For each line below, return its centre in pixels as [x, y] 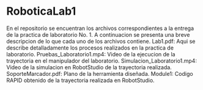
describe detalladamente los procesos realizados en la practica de [90, 48]
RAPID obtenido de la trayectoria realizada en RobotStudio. [80, 80]
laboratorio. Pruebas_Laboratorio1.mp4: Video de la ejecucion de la [91, 54]
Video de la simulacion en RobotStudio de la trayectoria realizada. [89, 67]
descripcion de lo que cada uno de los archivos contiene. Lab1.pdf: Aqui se [101, 41]
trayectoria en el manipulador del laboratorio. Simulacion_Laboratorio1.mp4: [102, 61]
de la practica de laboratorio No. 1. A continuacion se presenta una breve [98, 34]
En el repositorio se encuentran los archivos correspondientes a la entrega [100, 28]
